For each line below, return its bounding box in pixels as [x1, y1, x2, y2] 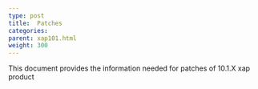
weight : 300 [8, 42, 48, 50]
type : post [8, 11, 45, 20]
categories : [8, 26, 48, 34]
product [8, 72, 34, 82]
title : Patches [8, 19, 62, 27]
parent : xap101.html [8, 34, 78, 42]
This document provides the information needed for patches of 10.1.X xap [8, 63, 251, 73]
